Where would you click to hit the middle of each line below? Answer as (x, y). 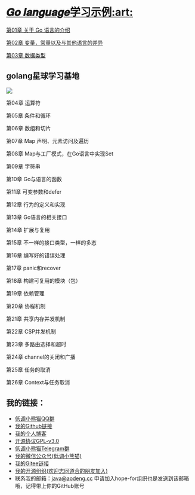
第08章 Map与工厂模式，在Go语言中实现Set (60, 154)
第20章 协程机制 (26, 306)
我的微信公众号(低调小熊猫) (48, 456)
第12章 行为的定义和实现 (36, 204)
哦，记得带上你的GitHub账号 (49, 485)
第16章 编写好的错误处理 (36, 255)
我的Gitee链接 (32, 463)
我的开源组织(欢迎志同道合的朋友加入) (61, 470)
